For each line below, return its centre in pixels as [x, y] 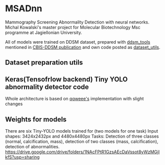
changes [14, 104]
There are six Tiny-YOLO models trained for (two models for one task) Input [82, 131]
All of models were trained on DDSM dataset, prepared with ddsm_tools [78, 42]
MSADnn [24, 9]
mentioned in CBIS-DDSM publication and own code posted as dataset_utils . [83, 47]
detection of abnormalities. [33, 146]
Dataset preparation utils [44, 62]
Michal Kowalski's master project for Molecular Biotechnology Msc [73, 27]
